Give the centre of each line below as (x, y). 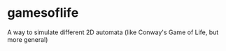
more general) (28, 39)
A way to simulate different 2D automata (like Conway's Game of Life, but (113, 32)
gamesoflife (43, 13)
